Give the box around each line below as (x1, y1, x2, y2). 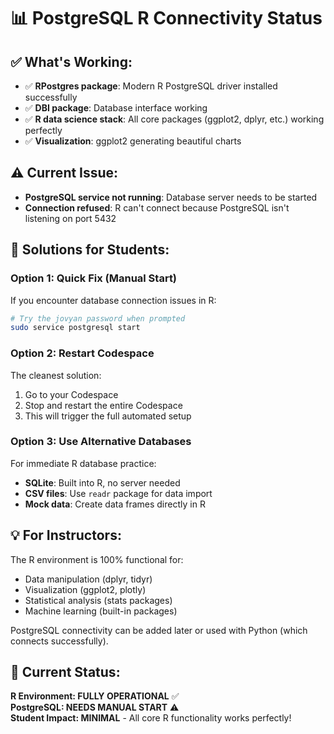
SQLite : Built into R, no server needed (24, 476, 181, 489)
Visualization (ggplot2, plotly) (24, 583, 147, 595)
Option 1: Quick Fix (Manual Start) (10, 271, 178, 285)
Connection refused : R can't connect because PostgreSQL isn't (24, 201, 290, 214)
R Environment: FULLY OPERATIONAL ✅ (10, 690, 180, 702)
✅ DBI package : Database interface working (24, 102, 208, 114)
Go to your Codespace (24, 388, 119, 400)
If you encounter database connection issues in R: (10, 294, 217, 306)
